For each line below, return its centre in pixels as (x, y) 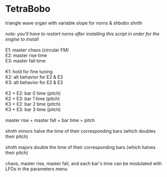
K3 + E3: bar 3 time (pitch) (33, 109)
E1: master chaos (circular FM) (37, 50)
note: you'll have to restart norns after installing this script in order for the (82, 34)
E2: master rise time (26, 55)
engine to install (22, 39)
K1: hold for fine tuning (29, 71)
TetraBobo (28, 9)
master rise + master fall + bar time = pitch (50, 120)
